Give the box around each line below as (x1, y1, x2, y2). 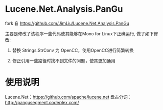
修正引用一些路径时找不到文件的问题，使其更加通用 (12, 57, 116, 63)
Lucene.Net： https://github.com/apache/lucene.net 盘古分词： (5, 94, 132, 100)
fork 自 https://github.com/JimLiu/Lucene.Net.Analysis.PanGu (5, 20, 130, 26)
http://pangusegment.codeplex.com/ (5, 99, 79, 105)
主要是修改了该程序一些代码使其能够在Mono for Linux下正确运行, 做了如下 (5, 30, 154, 36)
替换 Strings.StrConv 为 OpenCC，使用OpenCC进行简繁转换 (12, 47, 134, 53)
